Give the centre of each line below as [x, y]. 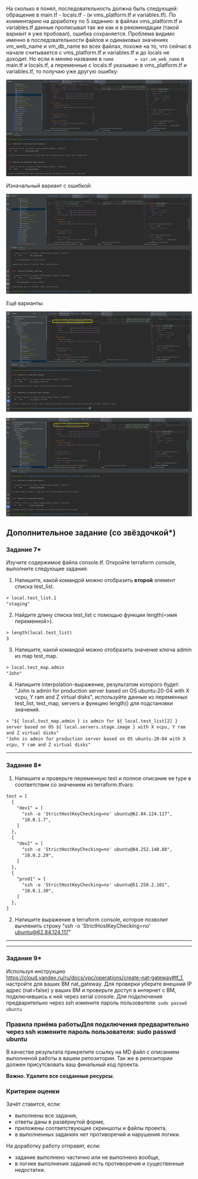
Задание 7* [24, 550]
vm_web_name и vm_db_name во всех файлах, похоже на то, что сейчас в [99, 46]
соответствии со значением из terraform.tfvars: [74, 784]
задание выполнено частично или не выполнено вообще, [87, 1157]
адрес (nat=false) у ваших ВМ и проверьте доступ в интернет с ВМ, [91, 990]
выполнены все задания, [46, 1116]
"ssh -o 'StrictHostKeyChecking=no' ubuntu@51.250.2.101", [95, 885]
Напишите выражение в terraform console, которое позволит [91, 919]
